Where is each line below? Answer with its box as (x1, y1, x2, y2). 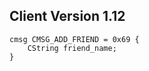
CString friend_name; (27, 43, 117, 53)
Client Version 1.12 (9, 8, 126, 25)
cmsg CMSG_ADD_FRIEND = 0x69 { (9, 34, 140, 44)
